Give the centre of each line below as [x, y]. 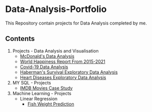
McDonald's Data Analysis [47, 56]
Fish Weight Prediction [51, 104]
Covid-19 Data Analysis [44, 66]
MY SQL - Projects [32, 82]
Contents [20, 39]
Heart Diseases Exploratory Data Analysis [63, 77]
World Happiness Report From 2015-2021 [62, 61]
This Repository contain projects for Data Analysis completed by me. [76, 23]
